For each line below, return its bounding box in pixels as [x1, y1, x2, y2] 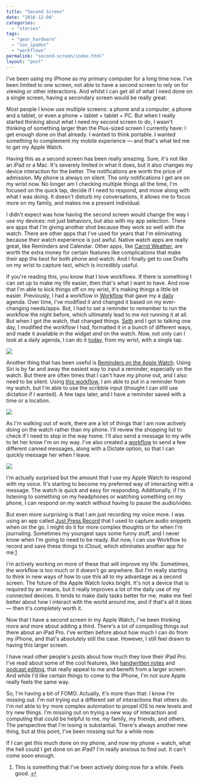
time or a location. [6, 397, 50, 404]
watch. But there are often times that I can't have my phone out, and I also [6, 372, 187, 379]
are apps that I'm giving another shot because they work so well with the [6, 223, 184, 230]
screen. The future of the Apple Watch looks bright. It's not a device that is [6, 579, 189, 587]
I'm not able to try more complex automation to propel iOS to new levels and [6, 702, 192, 709]
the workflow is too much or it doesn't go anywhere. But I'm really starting [6, 566, 188, 573]
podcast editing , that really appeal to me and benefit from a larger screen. [6, 665, 187, 673]
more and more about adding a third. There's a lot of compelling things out [6, 622, 189, 629]
